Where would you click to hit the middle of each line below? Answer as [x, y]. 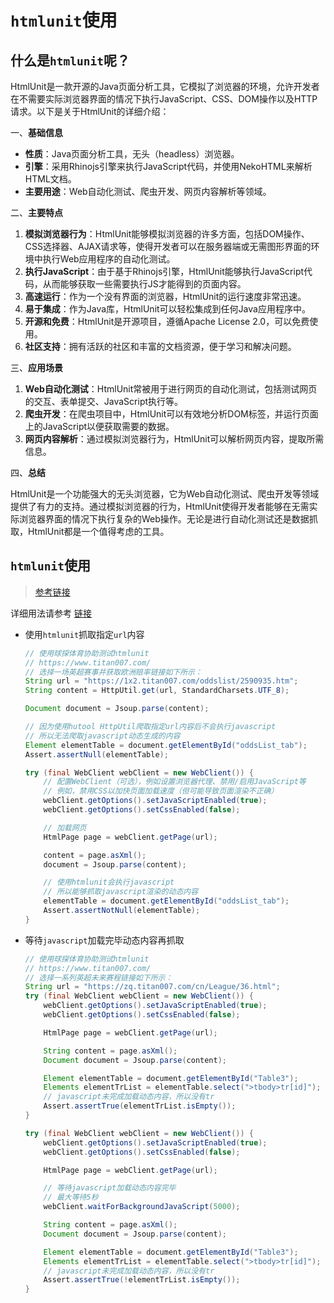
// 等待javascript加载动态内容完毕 [110, 1188]
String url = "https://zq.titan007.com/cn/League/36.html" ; [152, 987]
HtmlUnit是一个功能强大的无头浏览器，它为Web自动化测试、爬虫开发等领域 [165, 494]
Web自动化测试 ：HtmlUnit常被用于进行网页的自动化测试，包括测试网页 [171, 389]
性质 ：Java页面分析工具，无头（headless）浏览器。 [132, 154]
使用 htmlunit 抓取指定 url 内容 [84, 634]
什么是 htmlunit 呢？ [70, 60]
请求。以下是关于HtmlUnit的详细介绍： [90, 111]
